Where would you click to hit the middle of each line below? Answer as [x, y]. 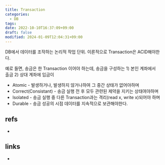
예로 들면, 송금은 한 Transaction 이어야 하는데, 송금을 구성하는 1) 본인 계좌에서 [81, 68]
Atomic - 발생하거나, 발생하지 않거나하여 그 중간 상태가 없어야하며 [76, 85]
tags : [11, 23]
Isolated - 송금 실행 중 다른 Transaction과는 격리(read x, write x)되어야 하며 [86, 97]
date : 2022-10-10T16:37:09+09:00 [40, 28]
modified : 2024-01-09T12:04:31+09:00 [44, 37]
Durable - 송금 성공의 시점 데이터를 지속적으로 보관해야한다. [70, 103]
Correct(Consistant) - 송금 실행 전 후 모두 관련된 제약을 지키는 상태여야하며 [85, 91]
